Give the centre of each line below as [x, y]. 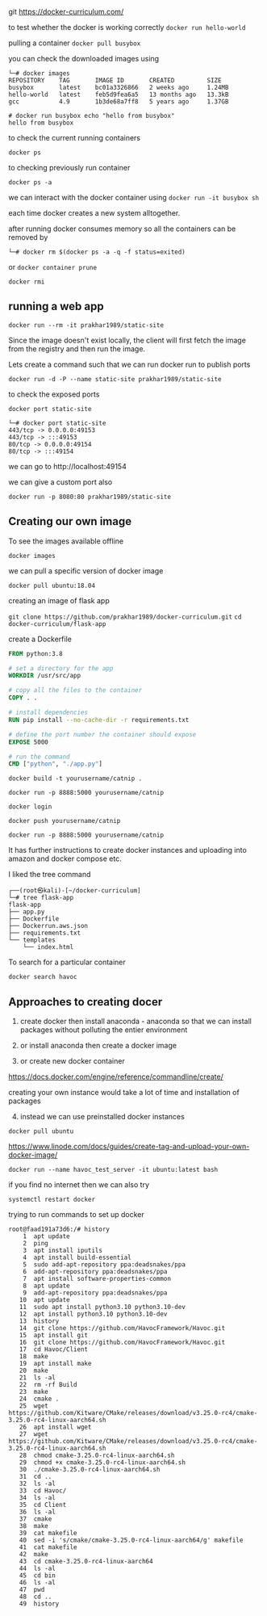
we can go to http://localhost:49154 [67, 466]
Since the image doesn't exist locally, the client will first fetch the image [127, 340]
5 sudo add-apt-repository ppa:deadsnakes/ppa [104, 1265]
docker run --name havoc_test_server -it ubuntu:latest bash [113, 1170]
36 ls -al [38, 1512]
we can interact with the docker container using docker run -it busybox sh [134, 197]
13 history [39, 1321]
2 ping [35, 1244]
